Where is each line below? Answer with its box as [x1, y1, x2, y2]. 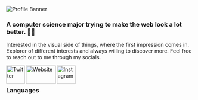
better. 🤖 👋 [6, 27, 36, 36]
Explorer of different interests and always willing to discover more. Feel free [6, 47, 192, 54]
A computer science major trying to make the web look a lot [6, 20, 182, 28]
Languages [6, 86, 40, 95]
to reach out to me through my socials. [6, 54, 101, 61]
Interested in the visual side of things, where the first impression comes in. [6, 41, 190, 49]
